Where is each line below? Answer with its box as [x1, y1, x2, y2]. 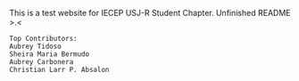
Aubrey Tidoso [9, 42, 62, 51]
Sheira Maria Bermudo [9, 50, 90, 59]
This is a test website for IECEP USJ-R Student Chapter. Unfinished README [9, 8, 291, 18]
